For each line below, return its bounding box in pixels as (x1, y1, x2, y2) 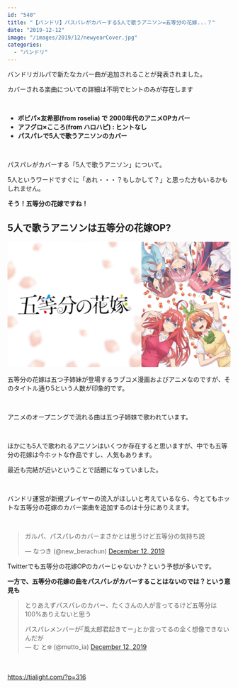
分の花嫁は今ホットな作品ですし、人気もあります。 (7, 451, 156, 459)
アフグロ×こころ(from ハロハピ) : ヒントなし (17, 123, 147, 131)
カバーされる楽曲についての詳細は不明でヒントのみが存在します (7, 85, 193, 94)
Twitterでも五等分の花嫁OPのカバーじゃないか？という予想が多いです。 (7, 562, 216, 570)
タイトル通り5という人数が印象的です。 (13, 384, 129, 393)
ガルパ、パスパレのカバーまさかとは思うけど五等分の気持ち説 (24, 532, 205, 541)
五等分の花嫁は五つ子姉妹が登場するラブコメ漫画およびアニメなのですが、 (7, 376, 225, 384)
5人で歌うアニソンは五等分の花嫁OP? (7, 222, 171, 234)
